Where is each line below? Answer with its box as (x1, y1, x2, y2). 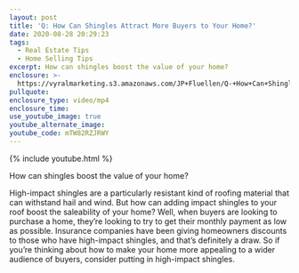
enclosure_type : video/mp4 (9, 95, 109, 105)
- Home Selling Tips (17, 54, 93, 63)
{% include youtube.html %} (9, 153, 113, 164)
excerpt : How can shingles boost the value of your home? (9, 63, 229, 72)
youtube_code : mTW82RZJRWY (9, 129, 109, 138)
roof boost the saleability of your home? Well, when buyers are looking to (9, 206, 278, 217)
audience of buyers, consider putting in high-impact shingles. (9, 253, 236, 264)
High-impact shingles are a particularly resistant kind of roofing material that (9, 188, 289, 198)
